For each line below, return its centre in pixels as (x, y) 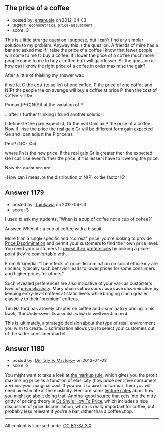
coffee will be (19, 95)
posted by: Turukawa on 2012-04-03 (49, 204)
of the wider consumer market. (36, 333)
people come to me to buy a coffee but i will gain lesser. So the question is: (81, 60)
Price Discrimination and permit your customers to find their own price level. (82, 243)
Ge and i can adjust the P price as (39, 134)
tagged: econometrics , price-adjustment (52, 25)
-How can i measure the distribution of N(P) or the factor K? (65, 177)
